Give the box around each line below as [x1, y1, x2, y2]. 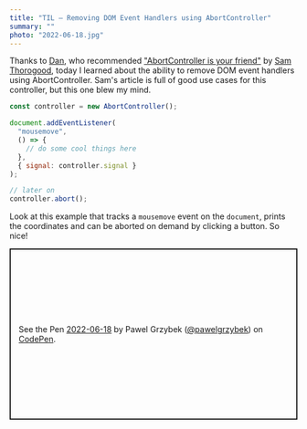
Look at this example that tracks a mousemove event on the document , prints [9, 211, 286, 222]
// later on [9, 186, 55, 195]
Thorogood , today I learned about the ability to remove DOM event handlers [9, 65, 295, 76]
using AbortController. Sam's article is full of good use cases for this [9, 75, 267, 86]
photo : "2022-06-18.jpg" [9, 30, 104, 39]
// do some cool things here [26, 143, 137, 153]
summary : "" [9, 22, 55, 31]
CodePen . [18, 334, 57, 345]
